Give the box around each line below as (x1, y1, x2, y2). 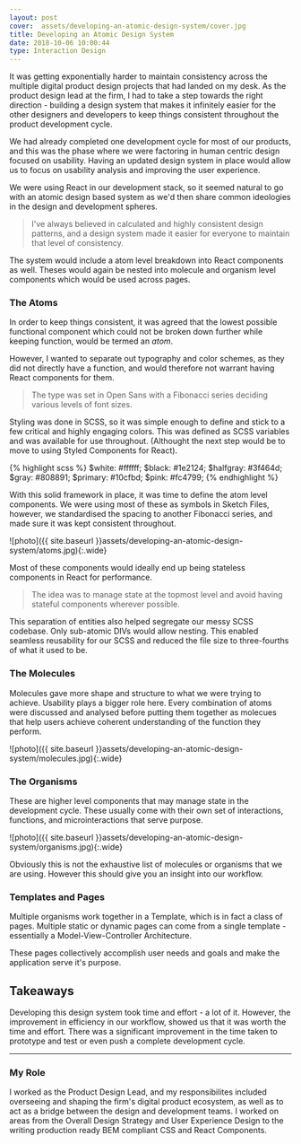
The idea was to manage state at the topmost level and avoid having (30, 589, 283, 600)
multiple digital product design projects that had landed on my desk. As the (9, 81, 287, 92)
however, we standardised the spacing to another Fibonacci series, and (9, 509, 273, 520)
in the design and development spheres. (9, 201, 159, 212)
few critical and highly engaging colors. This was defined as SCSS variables (9, 426, 290, 437)
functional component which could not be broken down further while (9, 327, 263, 337)
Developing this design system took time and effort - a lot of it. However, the (9, 1007, 291, 1018)
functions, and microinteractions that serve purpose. (9, 815, 203, 825)
